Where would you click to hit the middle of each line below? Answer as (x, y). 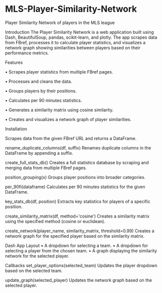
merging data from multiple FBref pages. (46, 168)
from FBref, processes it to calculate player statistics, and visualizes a (75, 42)
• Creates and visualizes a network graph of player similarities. (68, 119)
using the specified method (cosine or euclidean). (55, 221)
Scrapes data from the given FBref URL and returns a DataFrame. (71, 138)
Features (14, 62)
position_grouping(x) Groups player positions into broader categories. (75, 177)
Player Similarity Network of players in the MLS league (60, 23)
